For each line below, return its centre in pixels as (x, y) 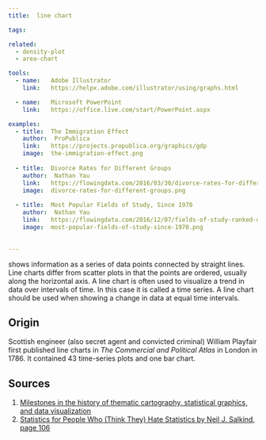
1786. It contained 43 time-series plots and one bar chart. (102, 358)
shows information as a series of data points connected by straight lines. (127, 264)
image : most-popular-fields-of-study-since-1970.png (113, 227)
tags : (17, 30)
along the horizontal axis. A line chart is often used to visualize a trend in (127, 281)
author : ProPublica (56, 139)
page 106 (35, 428)
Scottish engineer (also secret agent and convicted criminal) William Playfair (133, 342)
